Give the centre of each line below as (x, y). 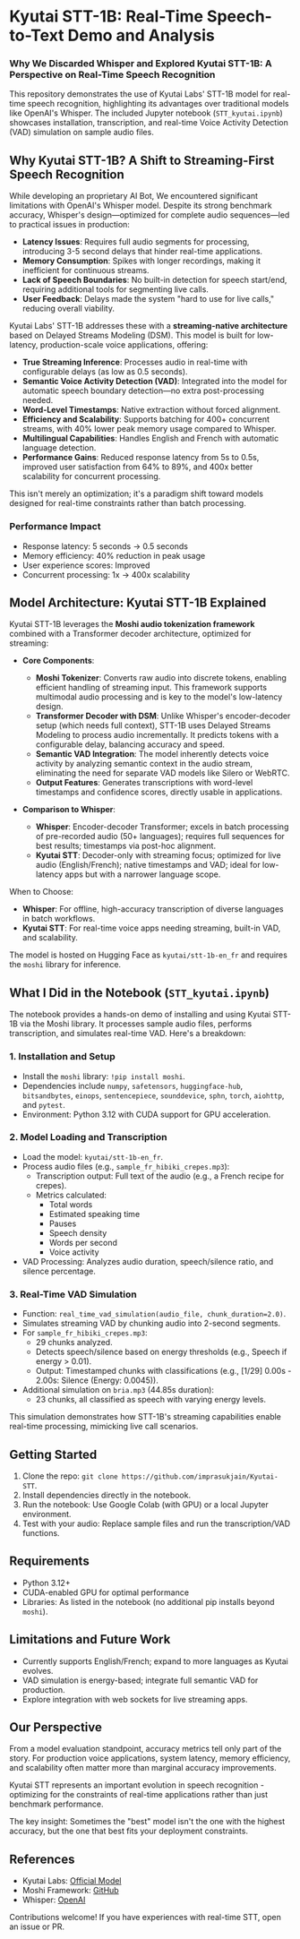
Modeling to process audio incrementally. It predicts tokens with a (157, 735)
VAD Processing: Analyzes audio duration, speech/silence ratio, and (148, 1261)
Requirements (49, 1561)
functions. (41, 1532)
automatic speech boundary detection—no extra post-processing (143, 390)
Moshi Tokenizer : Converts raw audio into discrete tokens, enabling (161, 678)
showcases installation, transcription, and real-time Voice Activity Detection (149, 123)
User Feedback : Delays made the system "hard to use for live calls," (148, 299)
